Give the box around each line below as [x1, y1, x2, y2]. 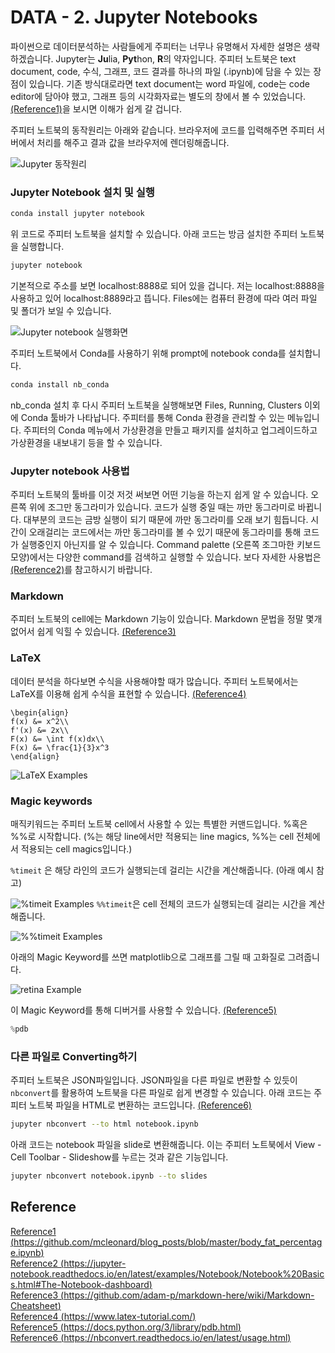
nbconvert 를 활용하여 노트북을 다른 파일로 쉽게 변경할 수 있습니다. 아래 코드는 [10, 1087, 312, 1099]
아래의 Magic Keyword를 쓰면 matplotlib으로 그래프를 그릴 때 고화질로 [10, 951, 286, 963]
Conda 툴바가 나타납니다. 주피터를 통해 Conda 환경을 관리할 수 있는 [20, 411, 286, 423]
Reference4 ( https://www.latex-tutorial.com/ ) [10, 1310, 197, 1322]
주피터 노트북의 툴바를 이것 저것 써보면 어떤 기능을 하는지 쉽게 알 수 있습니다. [10, 489, 309, 501]
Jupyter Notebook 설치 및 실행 [10, 185, 155, 199]
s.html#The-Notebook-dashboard [10, 1278, 150, 1290]
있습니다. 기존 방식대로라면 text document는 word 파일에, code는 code [28, 77, 310, 90]
